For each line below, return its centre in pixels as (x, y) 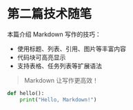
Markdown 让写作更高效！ (61, 80)
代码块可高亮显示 (41, 57)
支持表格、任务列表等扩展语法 (59, 66)
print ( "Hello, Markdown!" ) (58, 100)
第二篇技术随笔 (50, 14)
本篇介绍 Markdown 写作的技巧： (54, 34)
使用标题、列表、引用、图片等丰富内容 (71, 49)
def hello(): (26, 93)
